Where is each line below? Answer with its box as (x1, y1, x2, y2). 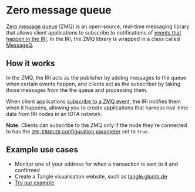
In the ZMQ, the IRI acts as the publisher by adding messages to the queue (6, 74, 187, 81)
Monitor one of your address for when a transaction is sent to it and (14, 160, 178, 167)
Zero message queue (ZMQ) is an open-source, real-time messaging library (6, 23, 190, 30)
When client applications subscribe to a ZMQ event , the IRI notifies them (6, 98, 181, 105)
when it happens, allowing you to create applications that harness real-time (6, 104, 189, 111)
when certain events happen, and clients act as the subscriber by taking (6, 80, 181, 87)
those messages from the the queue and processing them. (6, 86, 148, 94)
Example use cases (6, 145, 78, 155)
